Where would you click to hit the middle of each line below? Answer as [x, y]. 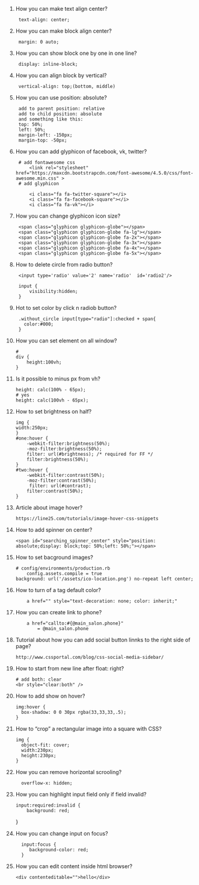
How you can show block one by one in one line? [76, 53]
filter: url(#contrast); [60, 486]
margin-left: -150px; [45, 135]
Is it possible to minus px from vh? [58, 379]
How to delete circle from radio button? [64, 264]
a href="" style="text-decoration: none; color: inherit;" [102, 601]
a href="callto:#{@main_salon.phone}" [75, 623]
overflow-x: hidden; [47, 783]
